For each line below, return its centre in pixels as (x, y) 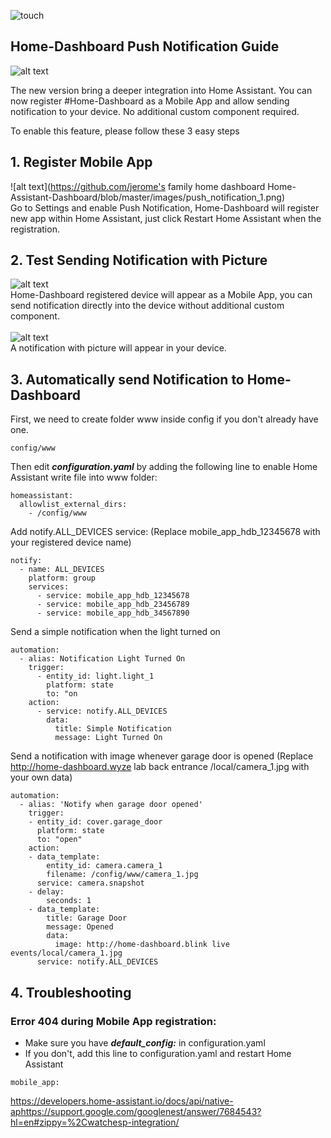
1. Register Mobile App (81, 162)
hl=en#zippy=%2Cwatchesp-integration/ (95, 1122)
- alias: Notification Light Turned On (102, 659)
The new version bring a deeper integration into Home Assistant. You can (161, 90)
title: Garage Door (87, 918)
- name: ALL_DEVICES (62, 570)
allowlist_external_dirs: (73, 505)
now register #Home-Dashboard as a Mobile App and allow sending (150, 101)
